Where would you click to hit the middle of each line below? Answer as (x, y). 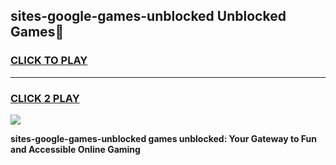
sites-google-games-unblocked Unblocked (148, 16)
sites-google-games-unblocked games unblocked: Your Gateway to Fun (163, 138)
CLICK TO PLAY (49, 61)
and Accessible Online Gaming (75, 149)
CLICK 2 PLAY (45, 98)
